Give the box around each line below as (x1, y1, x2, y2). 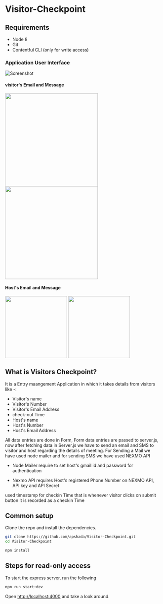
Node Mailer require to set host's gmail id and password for (12, 462, 133, 468)
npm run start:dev (5, 584, 43, 589)
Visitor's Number (12, 401, 47, 407)
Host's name (12, 417, 39, 423)
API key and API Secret (12, 482, 60, 489)
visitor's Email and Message (5, 82, 64, 88)
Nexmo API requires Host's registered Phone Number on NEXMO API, (12, 477, 154, 483)
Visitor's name (12, 395, 42, 402)
